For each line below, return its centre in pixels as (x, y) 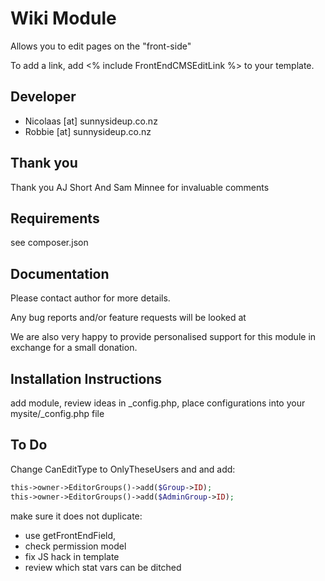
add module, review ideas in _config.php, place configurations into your (158, 403)
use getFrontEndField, (70, 535)
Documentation (60, 273)
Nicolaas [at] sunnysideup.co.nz (91, 121)
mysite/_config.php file (57, 413)
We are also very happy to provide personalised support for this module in (163, 337)
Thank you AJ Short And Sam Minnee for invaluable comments (140, 187)
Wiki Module (63, 18)
